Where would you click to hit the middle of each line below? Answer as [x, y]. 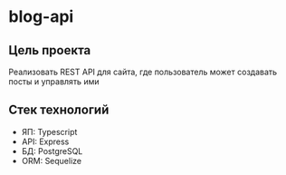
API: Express [45, 141]
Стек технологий [59, 110]
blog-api [41, 17]
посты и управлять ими [54, 82]
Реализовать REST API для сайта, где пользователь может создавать [143, 72]
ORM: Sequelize [52, 160]
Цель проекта [50, 50]
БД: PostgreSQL [52, 151]
